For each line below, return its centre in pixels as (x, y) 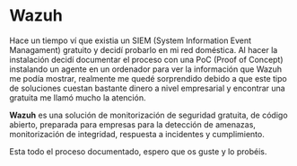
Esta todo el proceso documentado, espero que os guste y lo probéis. (138, 151)
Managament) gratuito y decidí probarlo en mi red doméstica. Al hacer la (144, 49)
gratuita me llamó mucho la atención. (78, 97)
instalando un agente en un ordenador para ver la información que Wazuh (146, 69)
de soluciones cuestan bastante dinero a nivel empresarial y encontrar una (147, 88)
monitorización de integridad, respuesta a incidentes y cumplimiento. (137, 134)
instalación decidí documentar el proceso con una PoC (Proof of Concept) (147, 59)
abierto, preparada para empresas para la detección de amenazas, (132, 124)
